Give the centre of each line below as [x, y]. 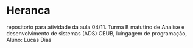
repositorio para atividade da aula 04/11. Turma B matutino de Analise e [96, 27]
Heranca [28, 10]
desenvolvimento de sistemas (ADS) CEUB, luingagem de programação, [97, 33]
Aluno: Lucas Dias [29, 40]
